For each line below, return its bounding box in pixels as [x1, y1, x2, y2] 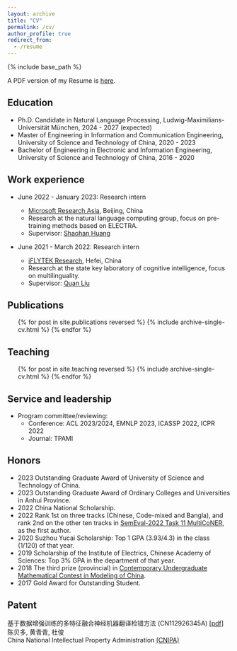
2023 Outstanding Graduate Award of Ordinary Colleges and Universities [17, 488, 231, 497]
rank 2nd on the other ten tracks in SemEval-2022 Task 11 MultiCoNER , [17, 518, 225, 527]
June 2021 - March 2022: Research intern [17, 242, 140, 251]
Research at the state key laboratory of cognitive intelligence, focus [28, 263, 225, 272]
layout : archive [7, 10, 55, 18]
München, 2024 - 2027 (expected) [50, 123, 152, 132]
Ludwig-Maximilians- [163, 115, 225, 124]
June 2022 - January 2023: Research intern [17, 192, 146, 201]
